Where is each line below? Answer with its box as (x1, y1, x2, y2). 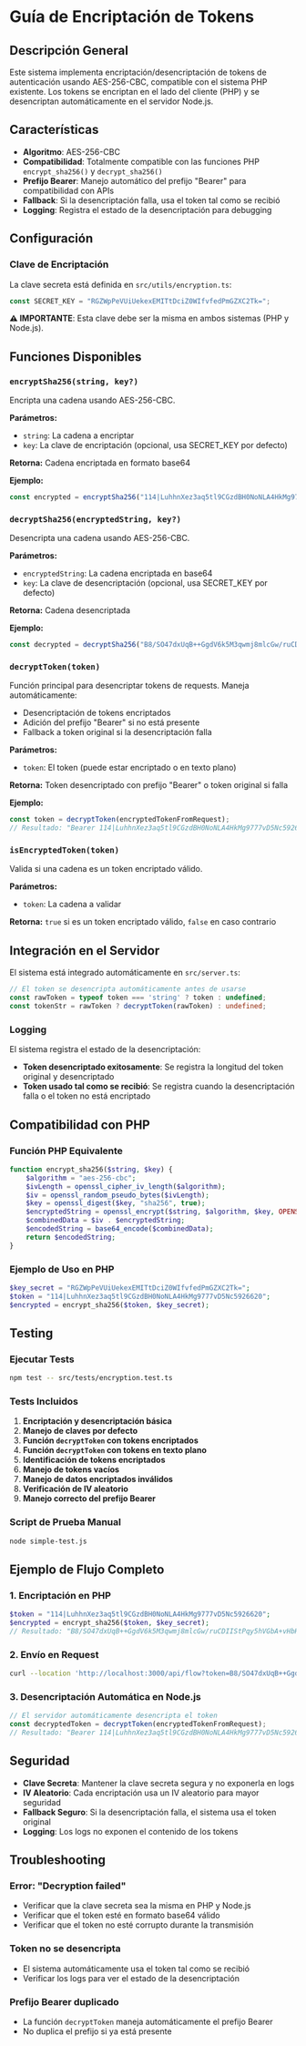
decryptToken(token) (9, 662, 101, 672)
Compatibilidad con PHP (9, 1117, 150, 1132)
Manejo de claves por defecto (22, 1426, 138, 1437)
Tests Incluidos (9, 1396, 79, 1408)
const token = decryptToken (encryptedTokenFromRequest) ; (9, 815, 230, 824)
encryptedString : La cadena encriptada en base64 (22, 568, 213, 579)
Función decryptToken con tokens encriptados (22, 1435, 199, 1446)
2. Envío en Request (9, 1648, 99, 1661)
